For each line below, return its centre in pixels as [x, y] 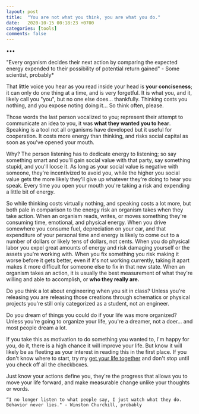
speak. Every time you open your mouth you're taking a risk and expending [98, 186]
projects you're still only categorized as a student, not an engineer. [88, 304]
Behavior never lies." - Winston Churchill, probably [74, 405]
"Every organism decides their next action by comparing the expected [92, 63]
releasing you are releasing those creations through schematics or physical [98, 297]
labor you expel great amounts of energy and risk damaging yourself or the [98, 248]
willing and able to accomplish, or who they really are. [73, 279]
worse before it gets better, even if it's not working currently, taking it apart [98, 260]
